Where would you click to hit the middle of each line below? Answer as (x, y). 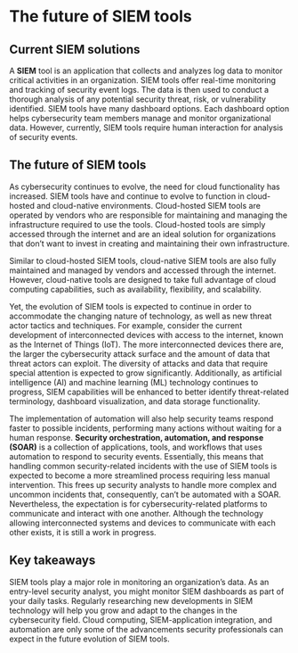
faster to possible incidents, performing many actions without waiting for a (145, 428)
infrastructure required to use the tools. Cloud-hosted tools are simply (137, 224)
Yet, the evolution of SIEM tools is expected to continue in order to (130, 306)
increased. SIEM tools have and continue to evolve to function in (127, 196)
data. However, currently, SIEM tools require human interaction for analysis (146, 128)
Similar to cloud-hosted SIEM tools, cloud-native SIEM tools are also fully (143, 260)
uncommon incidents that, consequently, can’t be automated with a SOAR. (145, 494)
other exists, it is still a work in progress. (83, 532)
